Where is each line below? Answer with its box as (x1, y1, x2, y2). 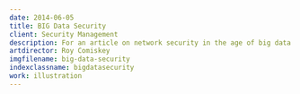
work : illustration (9, 72, 83, 81)
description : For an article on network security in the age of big (9, 38, 271, 47)
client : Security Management (9, 30, 119, 38)
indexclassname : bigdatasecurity (9, 64, 135, 73)
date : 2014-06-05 (9, 13, 75, 22)
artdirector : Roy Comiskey (9, 47, 110, 56)
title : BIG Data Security (9, 21, 106, 30)
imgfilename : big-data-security (9, 55, 130, 64)
